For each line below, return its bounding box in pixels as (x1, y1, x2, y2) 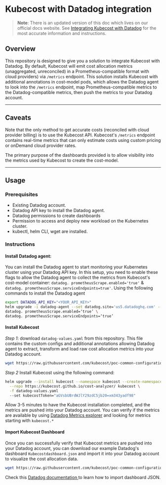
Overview (5, 44, 36, 53)
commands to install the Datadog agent (5, 290, 85, 296)
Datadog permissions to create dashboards (12, 213, 101, 219)
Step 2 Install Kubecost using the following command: (5, 369, 115, 375)
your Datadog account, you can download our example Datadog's (5, 445, 139, 451)
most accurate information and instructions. (17, 30, 107, 36)
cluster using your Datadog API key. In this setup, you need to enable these (5, 269, 158, 275)
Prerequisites (5, 191, 38, 198)
